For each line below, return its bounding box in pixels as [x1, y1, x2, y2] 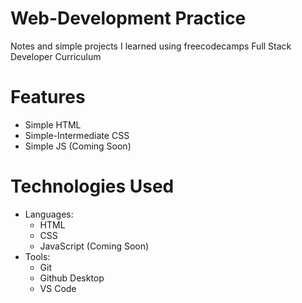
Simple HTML [24, 118, 82, 131]
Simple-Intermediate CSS [24, 129, 130, 141]
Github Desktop [39, 272, 105, 284]
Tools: [24, 250, 51, 262]
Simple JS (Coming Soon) [24, 140, 132, 152]
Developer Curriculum [10, 50, 102, 62]
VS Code [39, 282, 77, 294]
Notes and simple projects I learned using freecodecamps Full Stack [10, 40, 292, 52]
